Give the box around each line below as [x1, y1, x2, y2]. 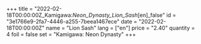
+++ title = [6, 5, 34, 12]
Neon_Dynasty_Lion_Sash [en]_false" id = [72, 11, 176, 19]
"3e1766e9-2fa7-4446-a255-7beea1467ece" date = [6, 18, 138, 25]
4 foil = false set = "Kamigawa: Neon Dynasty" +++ [6, 31, 136, 38]
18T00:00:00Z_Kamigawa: [6, 11, 73, 19]
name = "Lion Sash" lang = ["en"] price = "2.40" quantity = [45, 24, 195, 31]
